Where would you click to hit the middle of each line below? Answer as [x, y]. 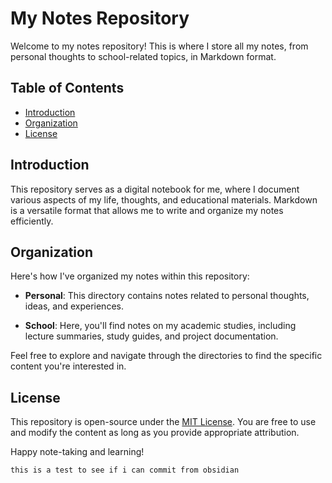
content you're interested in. [68, 366]
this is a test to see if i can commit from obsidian [125, 470]
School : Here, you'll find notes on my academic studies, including [160, 326]
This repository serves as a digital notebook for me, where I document [155, 189]
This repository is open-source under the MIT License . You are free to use [163, 422]
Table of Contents [67, 88]
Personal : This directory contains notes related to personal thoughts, [167, 296]
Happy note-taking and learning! [77, 452]
